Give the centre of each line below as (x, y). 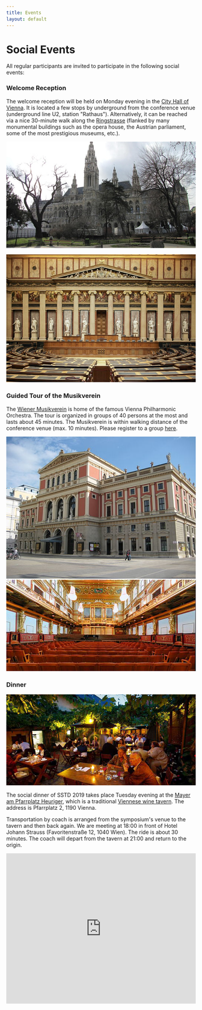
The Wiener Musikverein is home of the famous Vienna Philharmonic (91, 409)
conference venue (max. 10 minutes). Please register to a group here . (92, 428)
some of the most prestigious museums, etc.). (63, 133)
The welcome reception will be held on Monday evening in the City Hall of (98, 101)
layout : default (26, 19)
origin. (14, 845)
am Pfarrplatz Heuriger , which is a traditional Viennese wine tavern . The (95, 801)
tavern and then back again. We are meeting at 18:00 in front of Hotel (92, 826)
